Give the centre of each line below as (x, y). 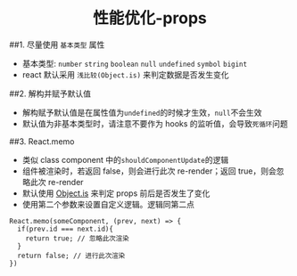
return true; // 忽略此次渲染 (77, 238)
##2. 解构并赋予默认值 (50, 93)
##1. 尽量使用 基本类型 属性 (57, 45)
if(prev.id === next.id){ (66, 229)
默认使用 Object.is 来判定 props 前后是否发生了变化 (116, 193)
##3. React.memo (42, 141)
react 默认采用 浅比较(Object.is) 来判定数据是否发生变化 (125, 74)
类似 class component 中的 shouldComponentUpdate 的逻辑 (125, 159)
